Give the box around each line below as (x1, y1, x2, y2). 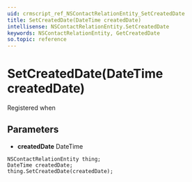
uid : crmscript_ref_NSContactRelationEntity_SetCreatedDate (7, 10, 186, 17)
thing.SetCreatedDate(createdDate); (7, 167, 113, 174)
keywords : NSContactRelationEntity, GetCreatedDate (7, 29, 160, 37)
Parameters (7, 124, 59, 135)
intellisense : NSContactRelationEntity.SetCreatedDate (7, 23, 170, 30)
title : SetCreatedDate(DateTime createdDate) (7, 17, 141, 24)
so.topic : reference (7, 36, 67, 43)
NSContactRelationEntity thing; (7, 156, 101, 163)
